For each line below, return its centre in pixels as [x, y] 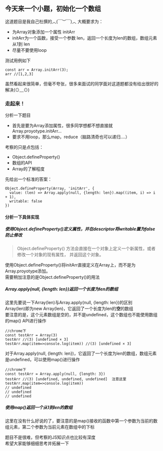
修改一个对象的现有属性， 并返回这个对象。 [60, 254]
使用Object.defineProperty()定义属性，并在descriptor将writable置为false [80, 229]
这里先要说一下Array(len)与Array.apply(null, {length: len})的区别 [69, 302]
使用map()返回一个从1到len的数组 [39, 408]
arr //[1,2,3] [19, 74]
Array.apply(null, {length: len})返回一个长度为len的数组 [62, 289]
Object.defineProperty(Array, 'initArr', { [50, 189]
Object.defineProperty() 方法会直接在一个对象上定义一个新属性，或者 [86, 248]
